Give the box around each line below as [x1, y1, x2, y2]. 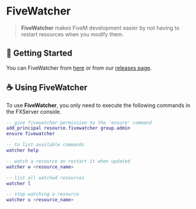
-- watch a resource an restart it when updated [6, 158, 130, 164]
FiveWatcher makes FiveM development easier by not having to [20, 24, 180, 31]
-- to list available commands [6, 142, 85, 148]
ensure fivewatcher [6, 131, 55, 137]
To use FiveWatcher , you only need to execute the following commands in [6, 101, 191, 109]
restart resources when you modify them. [20, 30, 124, 37]
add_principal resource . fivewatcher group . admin [6, 125, 130, 131]
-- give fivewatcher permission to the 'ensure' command [6, 120, 152, 126]
